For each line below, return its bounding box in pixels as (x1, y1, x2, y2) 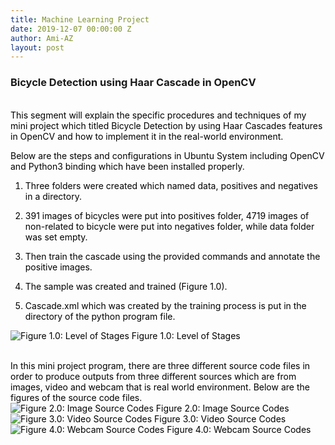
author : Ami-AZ (10, 33, 74, 43)
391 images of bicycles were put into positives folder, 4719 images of (24, 209, 310, 221)
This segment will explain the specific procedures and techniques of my (10, 109, 307, 121)
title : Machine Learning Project (10, 14, 150, 25)
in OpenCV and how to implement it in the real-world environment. (10, 130, 284, 142)
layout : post (10, 42, 65, 53)
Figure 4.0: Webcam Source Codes (166, 423, 312, 435)
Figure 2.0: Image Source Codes (155, 402, 290, 414)
